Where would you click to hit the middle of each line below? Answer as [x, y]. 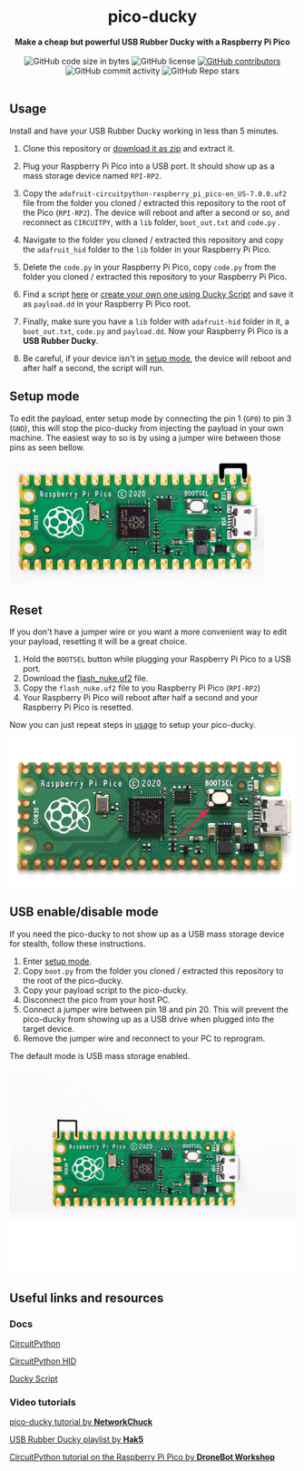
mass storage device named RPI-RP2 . [92, 175]
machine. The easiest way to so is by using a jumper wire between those [145, 437]
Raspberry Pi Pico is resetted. [78, 707]
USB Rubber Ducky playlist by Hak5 [76, 1439]
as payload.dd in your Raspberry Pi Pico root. [107, 304]
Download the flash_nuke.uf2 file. [85, 679]
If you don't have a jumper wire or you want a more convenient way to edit [148, 632]
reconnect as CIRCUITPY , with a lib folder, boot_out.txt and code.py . [152, 222]
